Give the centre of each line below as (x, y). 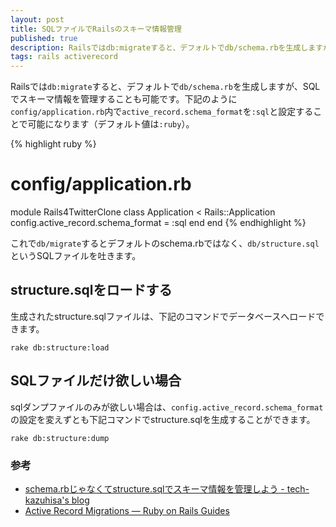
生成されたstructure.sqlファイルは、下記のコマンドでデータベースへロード (163, 316)
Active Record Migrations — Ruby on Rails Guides (127, 510)
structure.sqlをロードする (91, 290)
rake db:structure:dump (60, 438)
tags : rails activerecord (64, 57)
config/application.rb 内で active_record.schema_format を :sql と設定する (162, 112)
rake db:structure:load (60, 347)
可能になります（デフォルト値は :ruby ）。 (111, 124)
